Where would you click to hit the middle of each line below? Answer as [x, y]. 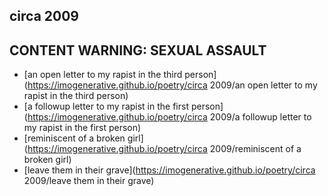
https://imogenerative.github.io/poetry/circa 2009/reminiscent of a [164, 149]
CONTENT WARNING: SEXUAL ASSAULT [138, 50]
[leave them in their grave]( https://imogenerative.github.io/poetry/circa [169, 170]
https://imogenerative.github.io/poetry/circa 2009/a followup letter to [169, 117]
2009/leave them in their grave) [89, 181]
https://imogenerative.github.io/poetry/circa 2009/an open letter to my [172, 85]
